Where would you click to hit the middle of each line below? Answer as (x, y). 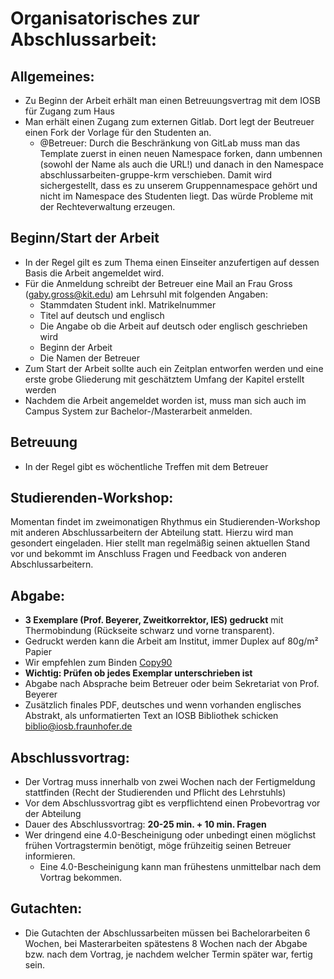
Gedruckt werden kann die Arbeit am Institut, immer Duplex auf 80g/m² (171, 641)
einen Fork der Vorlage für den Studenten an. (118, 132)
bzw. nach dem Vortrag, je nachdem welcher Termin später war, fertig (168, 954)
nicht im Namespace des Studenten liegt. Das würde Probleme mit (176, 196)
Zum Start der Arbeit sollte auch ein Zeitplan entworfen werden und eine (174, 368)
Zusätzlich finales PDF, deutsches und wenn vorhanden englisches (163, 705)
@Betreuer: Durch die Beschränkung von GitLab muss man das (170, 143)
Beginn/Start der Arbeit (85, 238)
